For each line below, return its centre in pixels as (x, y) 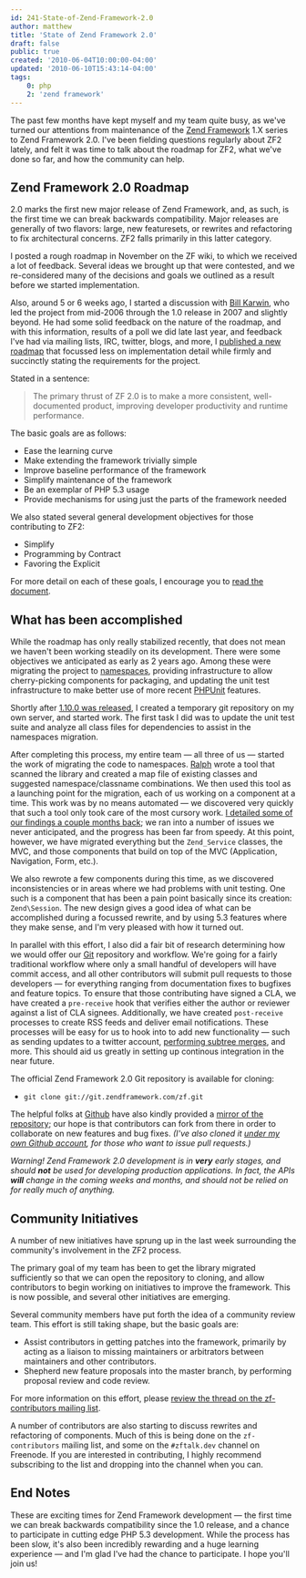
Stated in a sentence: (50, 378)
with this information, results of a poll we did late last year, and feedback (146, 332)
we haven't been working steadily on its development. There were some (146, 652)
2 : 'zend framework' (66, 94)
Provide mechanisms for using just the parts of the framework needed (155, 500)
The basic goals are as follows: (68, 433)
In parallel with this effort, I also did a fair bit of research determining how (148, 945)
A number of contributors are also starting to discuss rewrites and (134, 1425)
